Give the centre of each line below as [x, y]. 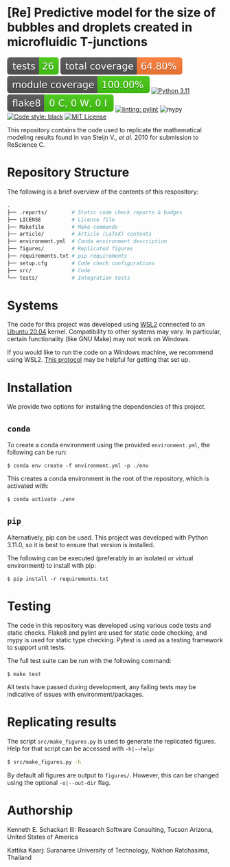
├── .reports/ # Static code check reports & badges [95, 212]
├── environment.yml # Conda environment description [87, 242]
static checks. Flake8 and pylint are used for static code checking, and [107, 633]
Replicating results [62, 722]
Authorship [40, 810]
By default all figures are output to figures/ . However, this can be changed [113, 775]
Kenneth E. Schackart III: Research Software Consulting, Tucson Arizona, [110, 829]
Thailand [20, 857]
